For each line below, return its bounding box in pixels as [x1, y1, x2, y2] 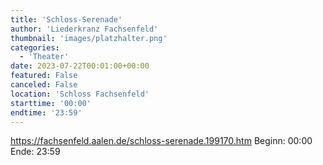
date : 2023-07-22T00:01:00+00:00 [10, 61, 150, 71]
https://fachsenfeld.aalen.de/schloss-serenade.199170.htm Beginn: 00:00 [10, 135, 313, 147]
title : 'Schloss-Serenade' [10, 14, 123, 25]
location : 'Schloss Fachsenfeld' [10, 89, 150, 99]
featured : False [10, 71, 78, 81]
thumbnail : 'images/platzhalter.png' [10, 33, 168, 43]
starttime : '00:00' [10, 98, 92, 108]
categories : [10, 42, 60, 53]
